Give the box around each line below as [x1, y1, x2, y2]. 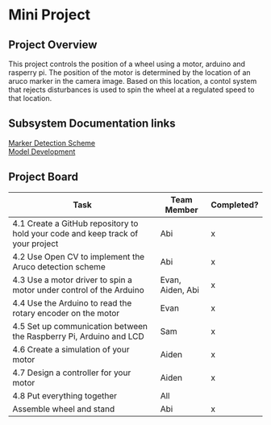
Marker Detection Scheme [8, 138, 96, 148]
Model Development [8, 147, 76, 156]
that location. [8, 94, 52, 102]
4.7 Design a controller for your [12, 367, 131, 378]
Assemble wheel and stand [12, 403, 115, 415]
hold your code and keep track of [12, 227, 139, 239]
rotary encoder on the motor [12, 307, 120, 319]
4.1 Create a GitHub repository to [12, 218, 139, 229]
